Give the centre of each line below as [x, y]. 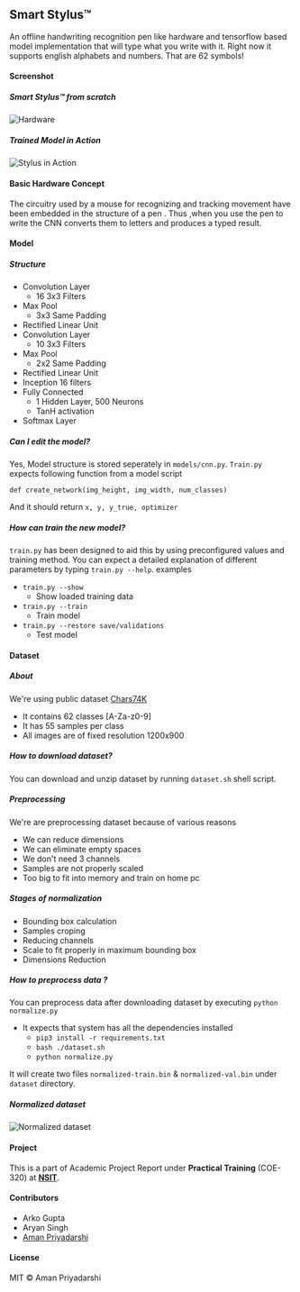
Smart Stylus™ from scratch [63, 97]
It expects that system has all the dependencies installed [127, 1028]
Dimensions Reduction [64, 960]
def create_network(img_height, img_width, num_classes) [118, 490]
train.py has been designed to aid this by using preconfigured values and [147, 550]
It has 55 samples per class [73, 725]
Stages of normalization [56, 898]
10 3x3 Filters [61, 344]
